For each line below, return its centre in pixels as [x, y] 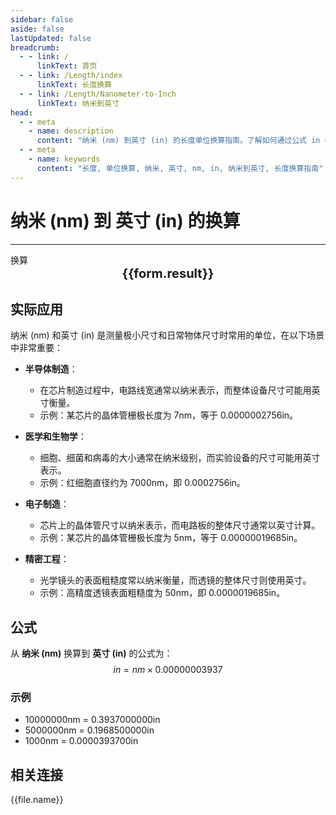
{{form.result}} [168, 273]
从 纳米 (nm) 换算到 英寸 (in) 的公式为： [91, 653]
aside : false [37, 29]
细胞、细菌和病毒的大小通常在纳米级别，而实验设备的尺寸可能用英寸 [180, 458]
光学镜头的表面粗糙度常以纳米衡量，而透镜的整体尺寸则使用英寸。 [175, 580]
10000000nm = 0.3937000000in [92, 720]
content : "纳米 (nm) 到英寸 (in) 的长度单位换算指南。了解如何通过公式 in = [183, 141]
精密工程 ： [47, 559]
